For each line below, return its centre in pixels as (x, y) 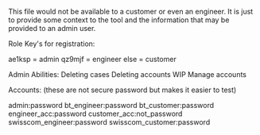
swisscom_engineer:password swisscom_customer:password (109, 122)
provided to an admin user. (52, 28)
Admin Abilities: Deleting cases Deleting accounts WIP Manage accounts (128, 74)
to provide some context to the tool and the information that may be (119, 20)
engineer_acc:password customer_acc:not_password (95, 114)
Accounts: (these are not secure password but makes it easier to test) (122, 90)
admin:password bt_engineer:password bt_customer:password (111, 105)
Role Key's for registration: (52, 44)
